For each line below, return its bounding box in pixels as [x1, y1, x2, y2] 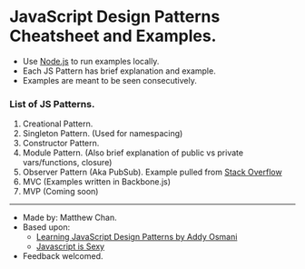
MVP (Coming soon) [22, 186, 99, 197]
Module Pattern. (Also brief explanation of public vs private [22, 147, 243, 158]
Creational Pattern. [22, 118, 93, 129]
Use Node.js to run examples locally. [22, 55, 160, 66]
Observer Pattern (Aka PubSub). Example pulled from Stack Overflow [22, 166, 283, 178]
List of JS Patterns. [9, 97, 95, 110]
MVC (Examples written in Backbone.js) [22, 176, 171, 187]
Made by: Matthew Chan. [22, 212, 118, 224]
